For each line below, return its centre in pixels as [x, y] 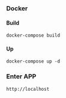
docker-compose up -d [33, 61]
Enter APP [21, 76]
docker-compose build [33, 35]
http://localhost [28, 89]
